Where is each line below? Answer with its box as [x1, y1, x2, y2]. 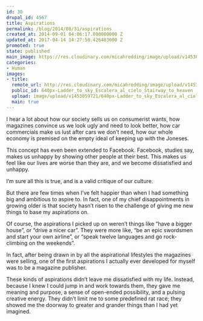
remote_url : [11, 82, 42, 88]
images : [6, 71, 26, 77]
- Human [6, 65, 26, 71]
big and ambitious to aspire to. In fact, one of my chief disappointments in [6, 195, 190, 203]
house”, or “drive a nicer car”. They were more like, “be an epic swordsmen [6, 226, 193, 233]
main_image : [6, 54, 36, 60]
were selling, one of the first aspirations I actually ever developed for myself [6, 258, 195, 265]
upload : [11, 93, 31, 99]
